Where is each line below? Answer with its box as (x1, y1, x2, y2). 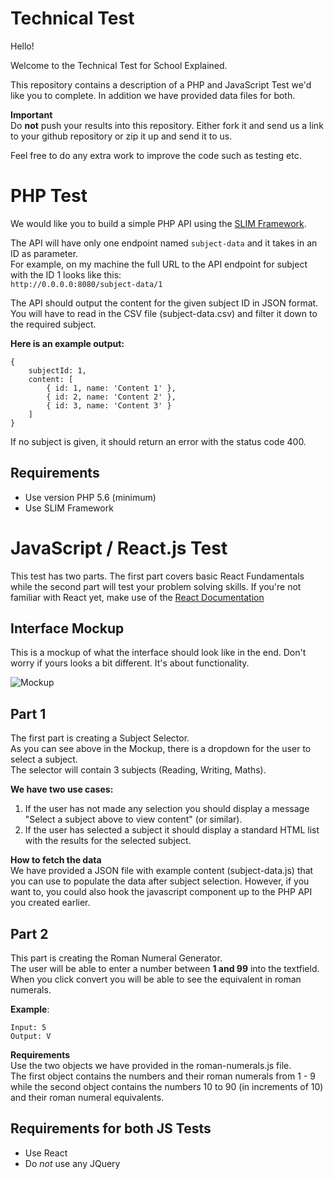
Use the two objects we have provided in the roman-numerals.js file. (10, 1060, 292, 1072)
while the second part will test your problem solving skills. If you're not (10, 580, 302, 592)
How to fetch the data (10, 854, 102, 866)
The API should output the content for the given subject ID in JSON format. (10, 297, 319, 309)
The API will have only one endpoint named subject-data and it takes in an (10, 237, 318, 249)
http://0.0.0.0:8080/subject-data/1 (10, 279, 163, 289)
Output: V (10, 1032, 52, 1042)
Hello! (10, 40, 35, 52)
